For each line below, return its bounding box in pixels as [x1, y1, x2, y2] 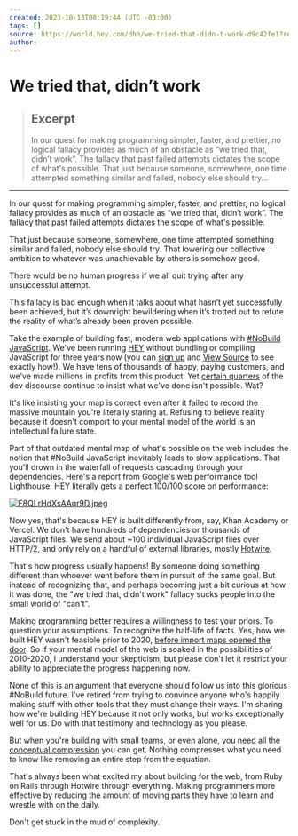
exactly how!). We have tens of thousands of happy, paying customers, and [9, 362, 286, 372]
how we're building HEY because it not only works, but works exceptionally [9, 708, 285, 720]
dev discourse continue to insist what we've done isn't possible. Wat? [9, 380, 263, 391]
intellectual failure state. [9, 426, 97, 436]
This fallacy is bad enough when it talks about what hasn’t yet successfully [9, 297, 283, 307]
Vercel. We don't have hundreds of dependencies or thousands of [9, 525, 251, 536]
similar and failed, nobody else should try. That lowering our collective [9, 243, 266, 254]
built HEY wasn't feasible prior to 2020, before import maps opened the [9, 634, 271, 645]
